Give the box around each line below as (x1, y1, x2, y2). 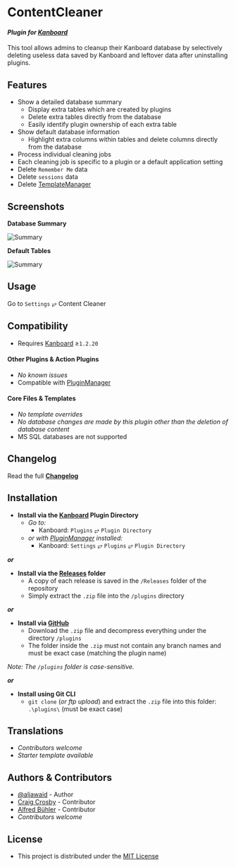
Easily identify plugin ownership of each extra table (27, 121, 178, 129)
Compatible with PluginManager (17, 378, 111, 386)
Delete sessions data (17, 173, 79, 181)
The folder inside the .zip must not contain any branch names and (27, 641, 222, 649)
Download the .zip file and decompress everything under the (27, 626, 206, 634)
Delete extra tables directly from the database (27, 113, 162, 121)
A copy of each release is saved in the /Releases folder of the (27, 576, 206, 585)
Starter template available (17, 751, 94, 760)
